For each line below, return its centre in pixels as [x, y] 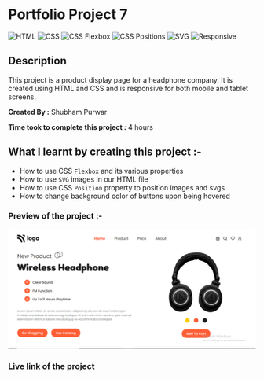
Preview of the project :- [55, 216]
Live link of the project [51, 366]
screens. [22, 97]
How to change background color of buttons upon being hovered [125, 196]
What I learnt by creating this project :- [105, 152]
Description [37, 61]
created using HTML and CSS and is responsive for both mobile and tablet [128, 88]
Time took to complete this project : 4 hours [81, 127]
